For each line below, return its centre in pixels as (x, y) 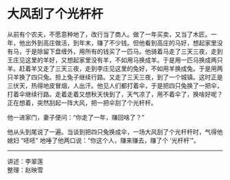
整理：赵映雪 (25, 170)
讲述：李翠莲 (25, 161)
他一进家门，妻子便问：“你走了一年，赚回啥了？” (76, 117)
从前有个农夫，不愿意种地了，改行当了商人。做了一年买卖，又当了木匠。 (109, 34)
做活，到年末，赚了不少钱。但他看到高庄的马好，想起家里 (136, 42)
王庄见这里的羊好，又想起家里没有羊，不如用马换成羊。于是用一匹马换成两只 (115, 60)
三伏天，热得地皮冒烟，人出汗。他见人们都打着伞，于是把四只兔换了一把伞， (115, 86)
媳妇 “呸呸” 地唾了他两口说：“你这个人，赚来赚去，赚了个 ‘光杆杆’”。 (103, 140)
